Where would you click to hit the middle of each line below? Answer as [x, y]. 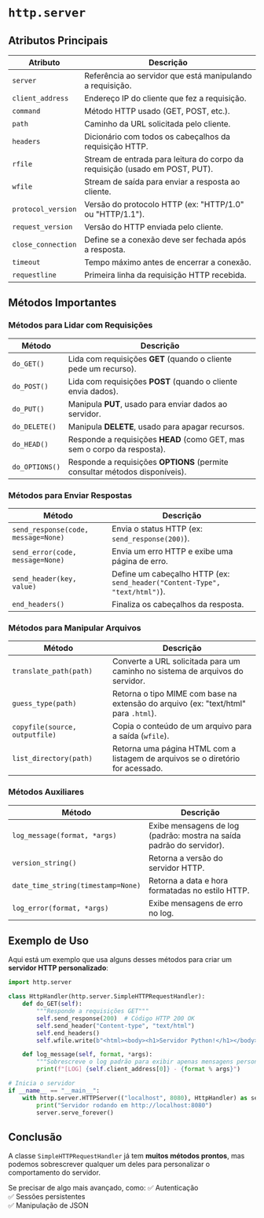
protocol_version [44, 209]
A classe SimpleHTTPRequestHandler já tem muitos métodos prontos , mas [126, 1156]
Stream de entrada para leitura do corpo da [163, 159]
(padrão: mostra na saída [194, 836]
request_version [42, 227]
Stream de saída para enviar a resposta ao [162, 182]
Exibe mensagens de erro [196, 903]
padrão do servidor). [187, 845]
